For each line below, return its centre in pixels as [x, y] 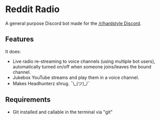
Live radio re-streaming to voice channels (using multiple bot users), [84, 61]
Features [19, 39]
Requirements [28, 100]
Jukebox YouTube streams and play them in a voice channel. [76, 77]
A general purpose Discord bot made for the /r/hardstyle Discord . [73, 23]
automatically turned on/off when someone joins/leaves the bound [82, 66]
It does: [13, 51]
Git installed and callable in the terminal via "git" [63, 112]
